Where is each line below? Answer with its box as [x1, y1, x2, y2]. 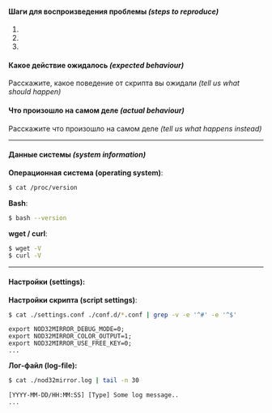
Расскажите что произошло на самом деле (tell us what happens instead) [8, 123, 262, 133]
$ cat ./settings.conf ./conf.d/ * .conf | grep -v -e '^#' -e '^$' [8, 311, 237, 319]
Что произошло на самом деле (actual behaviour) [8, 105, 185, 115]
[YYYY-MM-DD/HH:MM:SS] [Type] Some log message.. [8, 391, 180, 399]
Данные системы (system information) [8, 150, 147, 160]
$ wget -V [8, 244, 42, 252]
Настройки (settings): [8, 277, 86, 286]
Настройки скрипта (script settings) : [8, 295, 138, 304]
